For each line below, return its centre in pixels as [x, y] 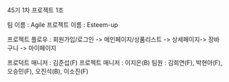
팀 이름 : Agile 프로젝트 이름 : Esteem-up [63, 25]
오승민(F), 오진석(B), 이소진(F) [48, 71]
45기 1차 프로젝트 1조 [36, 10]
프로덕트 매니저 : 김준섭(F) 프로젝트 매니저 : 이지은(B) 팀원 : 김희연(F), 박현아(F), [115, 63]
